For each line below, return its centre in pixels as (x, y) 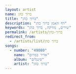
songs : (12, 46)
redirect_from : (21, 37)
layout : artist (21, 9)
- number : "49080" (28, 50)
